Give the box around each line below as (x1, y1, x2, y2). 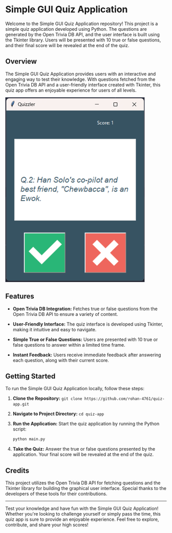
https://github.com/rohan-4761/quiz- (84, 396, 165, 401)
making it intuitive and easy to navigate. (12, 326, 97, 332)
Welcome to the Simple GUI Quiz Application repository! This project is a (5, 20, 158, 27)
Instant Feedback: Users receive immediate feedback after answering (12, 352, 161, 358)
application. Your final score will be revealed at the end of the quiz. (12, 452, 154, 458)
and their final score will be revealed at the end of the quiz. (5, 42, 130, 48)
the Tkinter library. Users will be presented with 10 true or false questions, (5, 37, 161, 43)
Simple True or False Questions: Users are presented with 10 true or (12, 336, 158, 343)
